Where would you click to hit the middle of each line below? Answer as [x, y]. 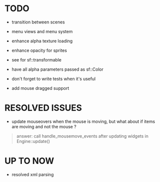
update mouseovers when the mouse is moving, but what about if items [83, 121]
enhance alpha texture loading [42, 41]
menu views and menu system [42, 31]
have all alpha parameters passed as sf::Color [57, 69]
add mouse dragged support [40, 88]
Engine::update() [33, 141]
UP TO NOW [29, 161]
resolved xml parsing [33, 174]
